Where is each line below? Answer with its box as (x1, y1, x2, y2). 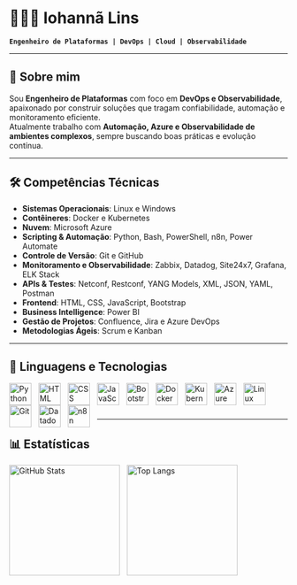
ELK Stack (21, 269, 60, 280)
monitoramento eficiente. (9, 112, 101, 122)
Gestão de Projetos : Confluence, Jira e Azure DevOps (21, 316, 220, 327)
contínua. (9, 140, 44, 150)
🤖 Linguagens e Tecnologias (9, 358, 168, 374)
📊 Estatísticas (9, 436, 90, 451)
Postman (21, 288, 55, 298)
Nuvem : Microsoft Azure (21, 221, 112, 233)
